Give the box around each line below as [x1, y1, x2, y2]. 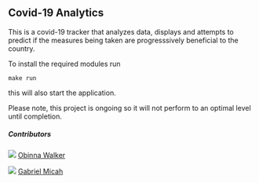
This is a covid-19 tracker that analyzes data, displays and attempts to [8, 27, 234, 36]
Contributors [8, 130, 52, 139]
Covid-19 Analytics [8, 6, 104, 20]
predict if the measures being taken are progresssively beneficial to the [8, 35, 239, 45]
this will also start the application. [8, 88, 116, 97]
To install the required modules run [8, 59, 121, 68]
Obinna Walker [17, 150, 66, 159]
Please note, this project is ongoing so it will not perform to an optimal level [8, 103, 251, 112]
